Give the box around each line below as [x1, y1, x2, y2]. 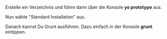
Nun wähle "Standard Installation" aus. [5, 14, 86, 19]
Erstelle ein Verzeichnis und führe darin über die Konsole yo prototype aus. [5, 4, 162, 10]
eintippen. [5, 29, 26, 34]
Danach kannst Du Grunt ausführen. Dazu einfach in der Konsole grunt [5, 23, 153, 29]
